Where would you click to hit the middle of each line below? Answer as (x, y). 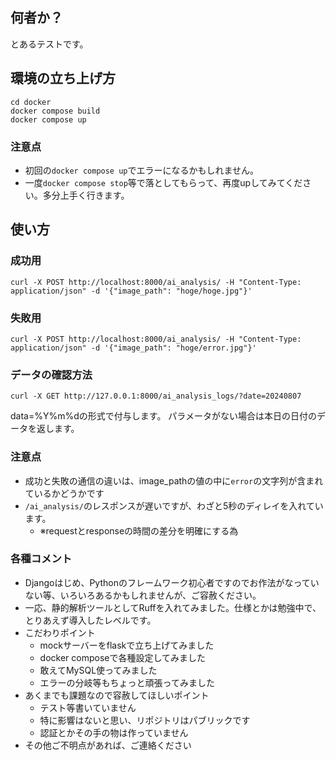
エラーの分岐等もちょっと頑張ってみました (127, 682)
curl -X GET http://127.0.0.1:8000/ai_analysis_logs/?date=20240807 (156, 396)
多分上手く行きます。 (86, 195)
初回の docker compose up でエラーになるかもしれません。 (142, 170)
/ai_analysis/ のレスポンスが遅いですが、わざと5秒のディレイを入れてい (174, 505)
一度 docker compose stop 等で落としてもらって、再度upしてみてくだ (163, 182)
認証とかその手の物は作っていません (114, 732)
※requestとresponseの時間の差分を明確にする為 (139, 530)
